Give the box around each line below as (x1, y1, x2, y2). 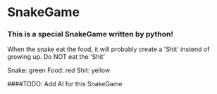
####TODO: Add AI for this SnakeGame (7, 80, 123, 88)
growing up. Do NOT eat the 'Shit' (7, 53, 106, 61)
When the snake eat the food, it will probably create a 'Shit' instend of (7, 45, 210, 53)
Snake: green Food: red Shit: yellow (7, 66, 111, 74)
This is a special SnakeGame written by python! (7, 29, 174, 39)
